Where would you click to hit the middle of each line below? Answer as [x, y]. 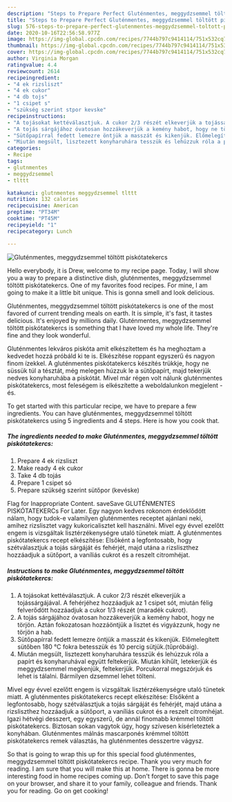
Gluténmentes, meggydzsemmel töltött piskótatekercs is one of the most [110, 306]
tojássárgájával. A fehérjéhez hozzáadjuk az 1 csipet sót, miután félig [115, 603]
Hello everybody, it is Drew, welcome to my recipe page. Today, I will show [113, 271]
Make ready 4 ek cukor [50, 468]
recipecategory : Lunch [40, 231]
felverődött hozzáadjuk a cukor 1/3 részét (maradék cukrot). [102, 610]
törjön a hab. [35, 632]
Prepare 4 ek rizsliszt [47, 461]
